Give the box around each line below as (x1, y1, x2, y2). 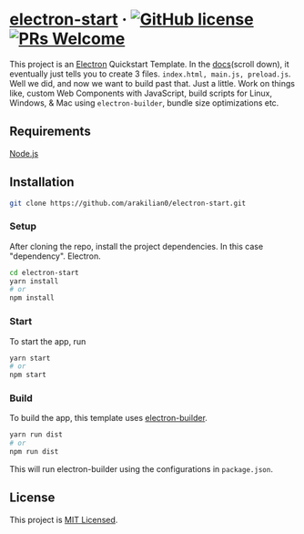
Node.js (9, 148, 39, 159)
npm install (9, 293, 55, 303)
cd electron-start (9, 268, 79, 277)
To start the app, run (9, 335, 86, 346)
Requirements (9, 124, 91, 139)
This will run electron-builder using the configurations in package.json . (9, 464, 273, 475)
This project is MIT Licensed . (9, 514, 118, 525)
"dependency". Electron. (9, 251, 102, 262)
